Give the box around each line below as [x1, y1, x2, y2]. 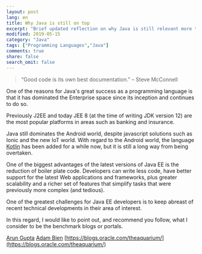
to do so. [6, 100, 28, 107]
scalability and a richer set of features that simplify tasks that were [6, 180, 171, 187]
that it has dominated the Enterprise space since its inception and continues [6, 94, 194, 101]
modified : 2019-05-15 [6, 31, 61, 37]
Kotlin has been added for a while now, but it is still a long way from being [6, 143, 188, 150]
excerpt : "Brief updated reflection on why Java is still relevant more [6, 25, 192, 32]
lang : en [6, 14, 28, 20]
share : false [6, 54, 39, 60]
